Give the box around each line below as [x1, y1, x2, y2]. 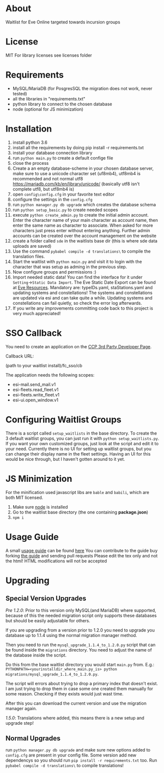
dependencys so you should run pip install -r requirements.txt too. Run [5, 757, 158, 763]
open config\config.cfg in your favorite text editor [12, 191, 115, 197]
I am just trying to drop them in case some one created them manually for [5, 686, 153, 692]
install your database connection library [12, 150, 93, 156]
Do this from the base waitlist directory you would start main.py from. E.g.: [5, 661, 155, 667]
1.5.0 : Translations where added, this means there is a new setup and [5, 715, 144, 721]
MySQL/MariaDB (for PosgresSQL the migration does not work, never [12, 85, 153, 91]
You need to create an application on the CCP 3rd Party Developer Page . [5, 343, 152, 349]
